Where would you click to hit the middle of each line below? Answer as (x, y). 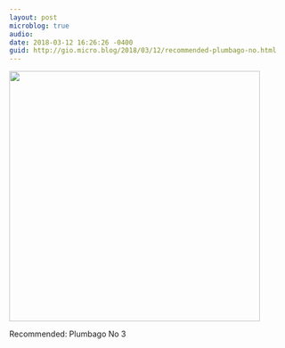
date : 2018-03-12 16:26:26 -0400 (71, 42)
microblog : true (39, 26)
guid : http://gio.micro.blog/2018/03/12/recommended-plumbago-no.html (143, 51)
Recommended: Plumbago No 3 (68, 334)
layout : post (33, 17)
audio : (21, 34)
